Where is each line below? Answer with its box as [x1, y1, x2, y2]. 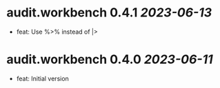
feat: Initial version [16, 74, 70, 82]
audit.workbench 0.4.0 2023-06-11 [6, 52, 213, 67]
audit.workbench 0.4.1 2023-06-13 [6, 5, 212, 21]
